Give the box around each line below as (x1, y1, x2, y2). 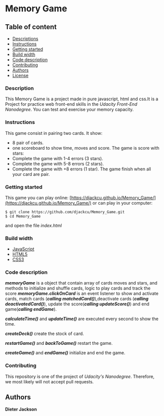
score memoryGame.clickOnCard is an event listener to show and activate (5, 291, 159, 296)
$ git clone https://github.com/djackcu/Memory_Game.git (5, 209, 125, 214)
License (12, 73, 29, 78)
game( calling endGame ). (5, 306, 57, 312)
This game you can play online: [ (5, 195, 72, 201)
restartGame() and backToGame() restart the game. (5, 340, 113, 346)
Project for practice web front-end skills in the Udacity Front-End (5, 101, 137, 107)
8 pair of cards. (12, 139, 44, 146)
